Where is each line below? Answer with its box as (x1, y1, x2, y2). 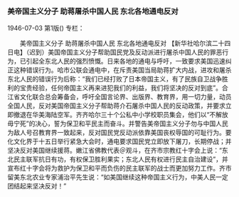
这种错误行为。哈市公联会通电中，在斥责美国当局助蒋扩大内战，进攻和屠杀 (13, 66, 232, 74)
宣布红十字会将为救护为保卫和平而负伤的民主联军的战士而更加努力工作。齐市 (7, 164, 232, 173)
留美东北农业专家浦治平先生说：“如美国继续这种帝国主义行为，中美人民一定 (7, 173, 229, 181)
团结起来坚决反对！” (7, 182, 67, 191)
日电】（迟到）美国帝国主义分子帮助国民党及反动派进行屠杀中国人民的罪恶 (7, 48, 223, 56)
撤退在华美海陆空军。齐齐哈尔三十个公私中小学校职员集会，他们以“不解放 (13, 111, 229, 119)
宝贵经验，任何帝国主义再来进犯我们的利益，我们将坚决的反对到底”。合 (19, 84, 229, 92)
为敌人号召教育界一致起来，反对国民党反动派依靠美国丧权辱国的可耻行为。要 (7, 128, 232, 137)
